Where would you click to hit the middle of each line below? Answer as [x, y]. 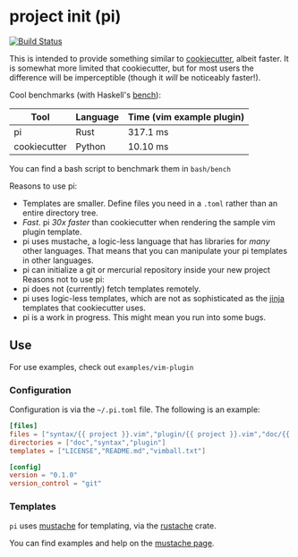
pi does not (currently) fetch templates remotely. [111, 289]
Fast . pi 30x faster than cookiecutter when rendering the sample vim [149, 222]
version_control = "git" [55, 484]
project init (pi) [65, 17]
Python [90, 147]
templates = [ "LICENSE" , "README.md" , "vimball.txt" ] [107, 451]
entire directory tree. [60, 213]
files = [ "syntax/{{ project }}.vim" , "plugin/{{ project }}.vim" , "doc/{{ [150, 434]
